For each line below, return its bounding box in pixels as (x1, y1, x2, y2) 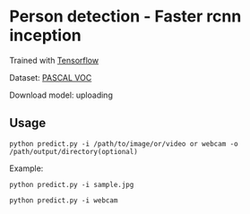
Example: (9, 163, 44, 174)
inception (9, 25, 82, 46)
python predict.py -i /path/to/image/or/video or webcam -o (9, 139, 239, 149)
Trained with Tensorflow (9, 55, 99, 65)
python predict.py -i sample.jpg (9, 180, 134, 189)
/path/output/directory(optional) (9, 147, 139, 156)
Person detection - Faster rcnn (9, 6, 242, 27)
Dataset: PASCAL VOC (9, 72, 92, 82)
